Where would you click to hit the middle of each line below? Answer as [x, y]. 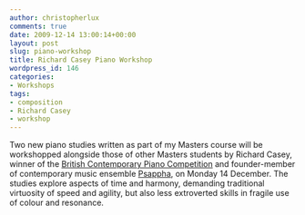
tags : [20, 93]
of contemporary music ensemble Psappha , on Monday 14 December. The [149, 174]
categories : [32, 77]
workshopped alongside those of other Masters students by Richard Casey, [151, 154]
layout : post [34, 43]
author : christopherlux [55, 18]
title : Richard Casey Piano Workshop [81, 60]
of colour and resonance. [57, 203]
